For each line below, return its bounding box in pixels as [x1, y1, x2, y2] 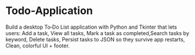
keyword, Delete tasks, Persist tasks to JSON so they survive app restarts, [5, 36, 186, 43]
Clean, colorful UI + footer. [5, 42, 70, 49]
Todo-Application [5, 4, 93, 18]
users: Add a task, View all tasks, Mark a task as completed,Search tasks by [5, 29, 190, 36]
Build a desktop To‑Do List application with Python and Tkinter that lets [5, 23, 177, 30]
